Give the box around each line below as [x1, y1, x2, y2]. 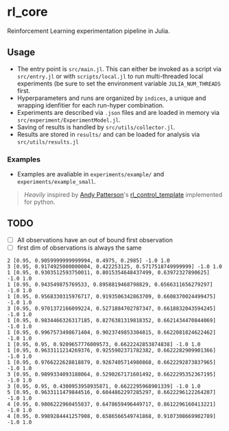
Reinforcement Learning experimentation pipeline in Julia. [7, 27, 170, 35]
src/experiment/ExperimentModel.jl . [16, 116, 121, 124]
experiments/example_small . [16, 177, 96, 185]
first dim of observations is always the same [16, 244, 142, 252]
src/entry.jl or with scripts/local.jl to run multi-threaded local [16, 72, 204, 80]
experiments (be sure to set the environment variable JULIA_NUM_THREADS [16, 79, 221, 88]
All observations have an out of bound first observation [16, 235, 173, 244]
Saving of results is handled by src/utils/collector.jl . [16, 122, 176, 131]
